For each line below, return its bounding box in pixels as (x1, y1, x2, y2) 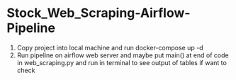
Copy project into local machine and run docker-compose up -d (16, 43, 203, 52)
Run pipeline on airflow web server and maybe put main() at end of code (16, 51, 229, 59)
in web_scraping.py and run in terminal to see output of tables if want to (16, 58, 227, 67)
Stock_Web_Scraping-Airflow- (6, 5, 191, 21)
